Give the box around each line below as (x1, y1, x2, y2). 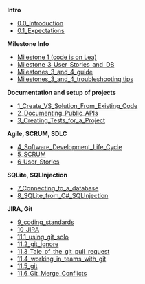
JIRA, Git (7, 205, 33, 212)
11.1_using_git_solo (16, 233, 69, 241)
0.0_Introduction (16, 19, 64, 27)
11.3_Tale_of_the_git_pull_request (16, 248, 110, 255)
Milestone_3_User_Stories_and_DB (16, 61, 115, 68)
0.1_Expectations (16, 27, 65, 34)
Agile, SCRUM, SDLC (7, 130, 67, 138)
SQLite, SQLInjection (7, 171, 67, 179)
